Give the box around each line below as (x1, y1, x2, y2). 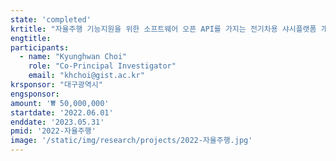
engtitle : (10, 33, 52, 43)
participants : (10, 42, 70, 53)
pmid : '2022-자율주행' (10, 126, 97, 136)
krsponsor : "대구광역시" (10, 80, 103, 90)
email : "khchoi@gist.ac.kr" (28, 71, 145, 81)
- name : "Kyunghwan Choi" (19, 52, 128, 62)
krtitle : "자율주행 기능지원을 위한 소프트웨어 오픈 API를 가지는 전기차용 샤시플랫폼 (10, 24, 317, 34)
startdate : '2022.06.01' (10, 107, 114, 118)
